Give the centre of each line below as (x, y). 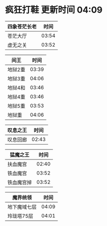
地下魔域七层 (22, 207)
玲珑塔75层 (20, 216)
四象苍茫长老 (22, 26)
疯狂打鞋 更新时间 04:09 (54, 10)
